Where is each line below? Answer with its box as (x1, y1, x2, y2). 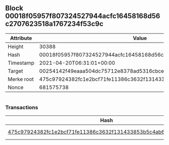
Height (8, 43, 24, 50)
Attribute (10, 35, 32, 42)
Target (8, 67, 24, 74)
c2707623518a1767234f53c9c (5, 20, 104, 28)
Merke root (8, 75, 34, 82)
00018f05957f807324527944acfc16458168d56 (5, 12, 160, 21)
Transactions (5, 104, 39, 111)
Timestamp (8, 59, 35, 66)
